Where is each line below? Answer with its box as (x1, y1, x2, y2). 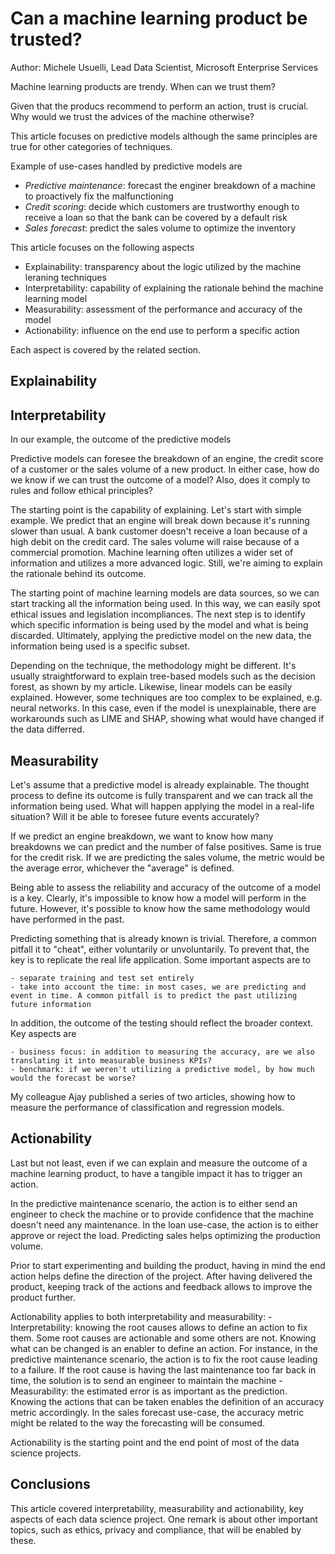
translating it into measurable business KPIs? (10, 1055, 213, 1066)
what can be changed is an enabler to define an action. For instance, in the (10, 1342, 318, 1354)
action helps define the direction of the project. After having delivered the (10, 1270, 313, 1282)
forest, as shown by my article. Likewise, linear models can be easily (10, 681, 293, 693)
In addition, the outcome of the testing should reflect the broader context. (10, 1017, 314, 1029)
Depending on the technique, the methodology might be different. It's (10, 660, 297, 672)
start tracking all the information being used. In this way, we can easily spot (10, 598, 321, 610)
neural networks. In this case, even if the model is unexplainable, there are (10, 702, 317, 714)
